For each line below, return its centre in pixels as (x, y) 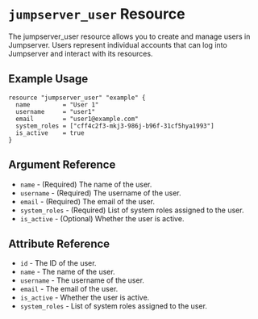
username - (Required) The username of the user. (100, 193)
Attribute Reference (59, 243)
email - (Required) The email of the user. (87, 201)
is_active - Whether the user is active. (85, 298)
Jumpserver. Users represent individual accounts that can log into (118, 44)
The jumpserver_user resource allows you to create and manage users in (129, 36)
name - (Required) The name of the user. (86, 184)
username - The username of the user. (82, 280)
